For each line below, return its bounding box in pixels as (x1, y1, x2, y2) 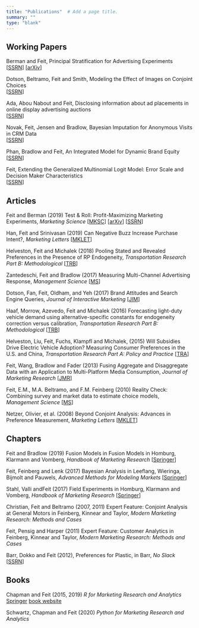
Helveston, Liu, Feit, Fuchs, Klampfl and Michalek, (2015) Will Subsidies (6, 338, 181, 345)
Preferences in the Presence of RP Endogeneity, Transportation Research (6, 254, 187, 261)
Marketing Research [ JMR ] (6, 374, 72, 382)
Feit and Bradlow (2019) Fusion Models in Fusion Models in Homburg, (6, 449, 176, 457)
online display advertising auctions (6, 106, 91, 113)
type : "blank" (6, 20, 42, 26)
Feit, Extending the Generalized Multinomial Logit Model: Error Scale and (6, 166, 184, 173)
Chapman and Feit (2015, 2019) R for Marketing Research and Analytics (6, 590, 182, 598)
